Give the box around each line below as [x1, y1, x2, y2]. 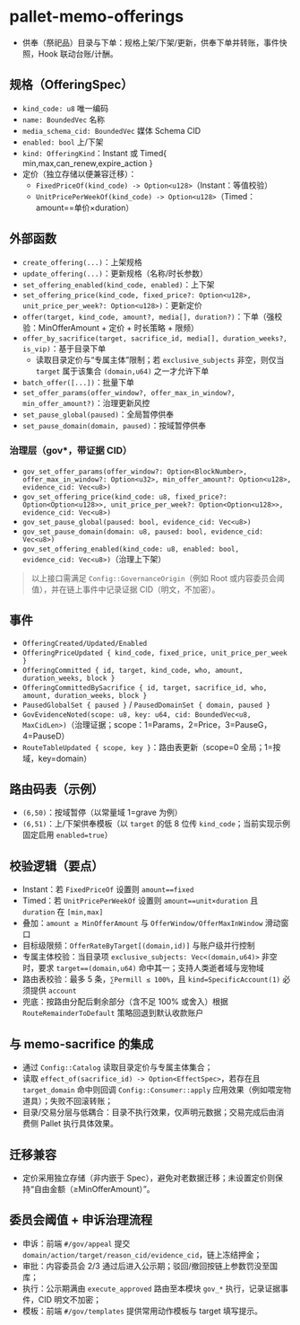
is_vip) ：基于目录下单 [21, 343, 106, 354]
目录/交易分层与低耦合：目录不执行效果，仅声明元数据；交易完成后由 [21, 1107, 277, 1117]
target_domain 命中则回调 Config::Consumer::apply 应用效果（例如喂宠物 [21, 1084, 292, 1095]
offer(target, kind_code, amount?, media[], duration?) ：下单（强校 [21, 311, 283, 322]
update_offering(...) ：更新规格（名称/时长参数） [21, 268, 209, 278]
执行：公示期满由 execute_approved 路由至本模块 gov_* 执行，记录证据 [21, 1283, 280, 1294]
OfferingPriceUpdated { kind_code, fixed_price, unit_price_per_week [21, 649, 288, 658]
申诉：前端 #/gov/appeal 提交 [21, 1238, 131, 1249]
